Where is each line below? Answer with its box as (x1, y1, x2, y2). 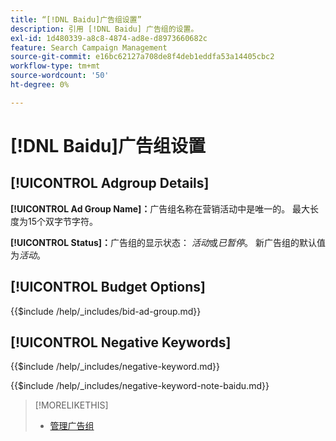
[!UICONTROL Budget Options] (10, 279, 206, 296)
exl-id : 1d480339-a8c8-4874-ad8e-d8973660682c (10, 33, 208, 43)
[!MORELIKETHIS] (34, 399, 109, 411)
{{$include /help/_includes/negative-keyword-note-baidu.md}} (10, 380, 270, 392)
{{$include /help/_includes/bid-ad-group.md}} (10, 305, 202, 317)
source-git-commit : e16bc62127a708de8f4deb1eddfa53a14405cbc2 (10, 52, 275, 62)
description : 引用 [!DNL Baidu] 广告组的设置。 (10, 24, 199, 34)
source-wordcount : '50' (10, 71, 110, 81)
